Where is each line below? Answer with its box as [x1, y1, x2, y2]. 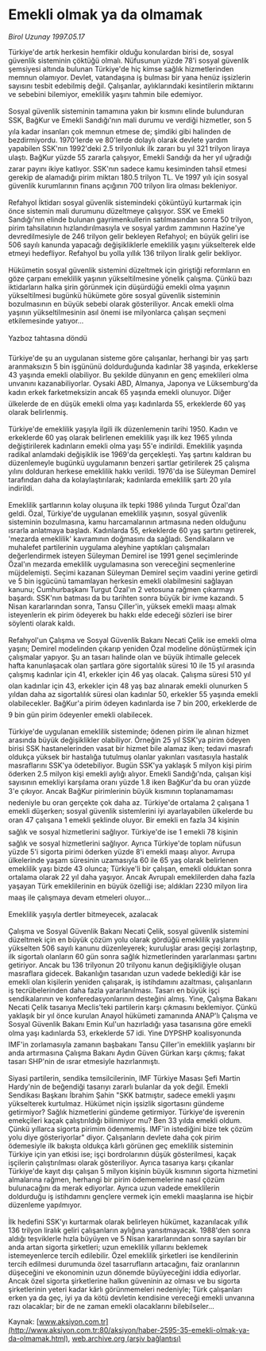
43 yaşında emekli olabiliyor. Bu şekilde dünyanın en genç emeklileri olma [8, 370, 249, 379]
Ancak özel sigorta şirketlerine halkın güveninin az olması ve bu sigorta [8, 1276, 241, 1285]
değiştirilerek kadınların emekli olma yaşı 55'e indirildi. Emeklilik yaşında [8, 441, 243, 451]
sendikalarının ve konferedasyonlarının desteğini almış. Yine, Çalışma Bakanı [8, 993, 258, 1003]
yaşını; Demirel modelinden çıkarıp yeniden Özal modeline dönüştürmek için [8, 644, 256, 653]
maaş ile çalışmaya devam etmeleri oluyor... [8, 892, 151, 902]
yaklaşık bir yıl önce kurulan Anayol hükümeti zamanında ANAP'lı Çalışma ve [8, 1011, 258, 1020]
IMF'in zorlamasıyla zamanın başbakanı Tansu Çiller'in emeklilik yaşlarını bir [8, 1039, 256, 1049]
